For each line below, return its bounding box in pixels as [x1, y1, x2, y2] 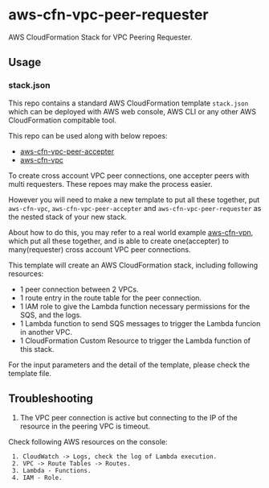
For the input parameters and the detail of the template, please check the [8, 360, 251, 370]
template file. [8, 368, 52, 378]
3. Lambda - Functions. [11, 467, 92, 475]
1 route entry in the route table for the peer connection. [19, 292, 202, 303]
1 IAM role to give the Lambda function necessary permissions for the [19, 301, 251, 311]
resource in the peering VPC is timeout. [19, 421, 151, 432]
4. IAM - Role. [11, 474, 63, 482]
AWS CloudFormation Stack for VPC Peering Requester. [8, 32, 193, 42]
